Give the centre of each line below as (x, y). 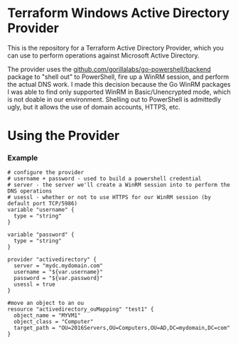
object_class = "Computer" (54, 322)
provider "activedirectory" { (52, 260)
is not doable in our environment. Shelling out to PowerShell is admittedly (114, 99)
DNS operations (30, 191)
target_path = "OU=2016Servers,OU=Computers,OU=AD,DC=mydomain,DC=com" (122, 328)
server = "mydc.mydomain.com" (58, 266)
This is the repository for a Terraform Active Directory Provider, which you (115, 48)
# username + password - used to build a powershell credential (104, 179)
